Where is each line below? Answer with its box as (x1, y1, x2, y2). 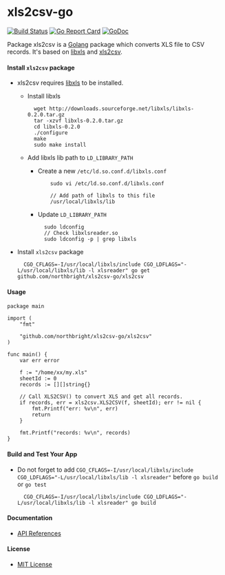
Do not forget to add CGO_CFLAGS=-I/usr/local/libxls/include (17, 466, 194, 474)
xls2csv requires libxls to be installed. (17, 79, 124, 87)
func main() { (7, 351, 48, 358)
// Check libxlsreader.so (43, 230, 118, 237)
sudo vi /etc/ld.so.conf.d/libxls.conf (50, 180, 164, 187)
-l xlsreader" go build (88, 499, 156, 506)
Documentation (7, 514, 53, 522)
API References (17, 529, 62, 537)
